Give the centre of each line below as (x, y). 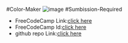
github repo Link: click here (48, 33)
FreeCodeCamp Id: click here (50, 27)
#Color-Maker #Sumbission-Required (64, 9)
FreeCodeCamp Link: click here (53, 21)
